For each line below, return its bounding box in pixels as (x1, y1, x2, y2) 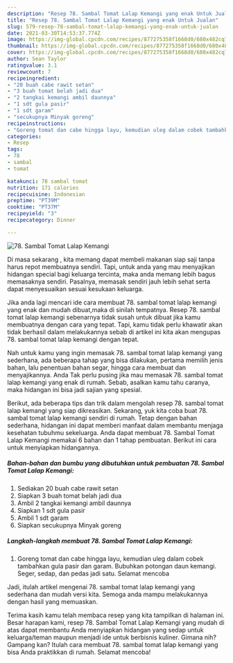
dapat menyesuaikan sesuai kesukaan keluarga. (7, 284, 144, 293)
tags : (7, 146, 23, 153)
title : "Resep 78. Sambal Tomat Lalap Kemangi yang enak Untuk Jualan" (7, 17, 218, 24)
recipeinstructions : (7, 120, 67, 127)
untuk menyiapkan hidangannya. (7, 443, 101, 452)
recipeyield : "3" (7, 210, 58, 218)
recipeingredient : (7, 74, 60, 82)
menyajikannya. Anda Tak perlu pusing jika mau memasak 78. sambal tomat (7, 370, 223, 379)
